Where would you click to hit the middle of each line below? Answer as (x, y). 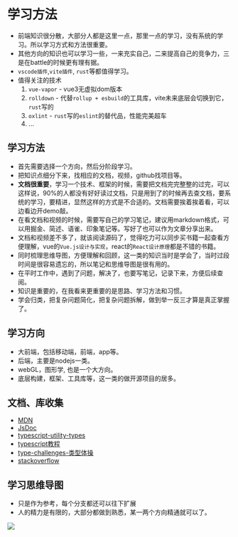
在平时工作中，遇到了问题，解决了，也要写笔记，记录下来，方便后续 (117, 273)
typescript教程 (39, 444)
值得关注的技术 (39, 80)
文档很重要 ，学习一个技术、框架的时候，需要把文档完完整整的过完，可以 (123, 184)
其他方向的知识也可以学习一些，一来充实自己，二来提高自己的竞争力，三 (123, 53)
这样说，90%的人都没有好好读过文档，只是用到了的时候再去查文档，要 (121, 193)
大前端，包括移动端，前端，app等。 (70, 351)
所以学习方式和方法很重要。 (71, 44)
